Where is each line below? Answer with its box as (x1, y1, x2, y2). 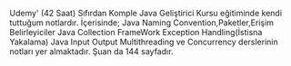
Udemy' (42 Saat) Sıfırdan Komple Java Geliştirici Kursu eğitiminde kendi (9, 8, 283, 18)
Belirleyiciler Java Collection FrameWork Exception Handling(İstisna (9, 27, 263, 37)
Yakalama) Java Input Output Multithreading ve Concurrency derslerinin (9, 36, 279, 47)
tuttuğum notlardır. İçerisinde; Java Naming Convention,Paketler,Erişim (9, 17, 275, 28)
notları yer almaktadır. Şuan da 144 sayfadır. (9, 46, 174, 57)
